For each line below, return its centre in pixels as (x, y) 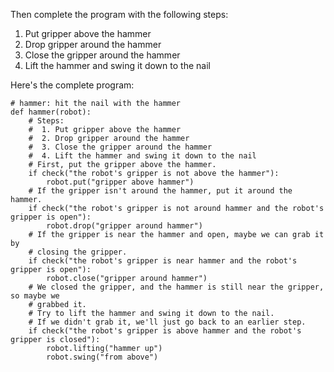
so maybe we (35, 296)
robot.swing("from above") (102, 357)
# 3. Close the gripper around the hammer (120, 147)
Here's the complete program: (72, 85)
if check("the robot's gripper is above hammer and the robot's (165, 331)
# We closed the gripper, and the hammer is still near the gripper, (176, 287)
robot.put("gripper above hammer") (120, 182)
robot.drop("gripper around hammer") (124, 226)
